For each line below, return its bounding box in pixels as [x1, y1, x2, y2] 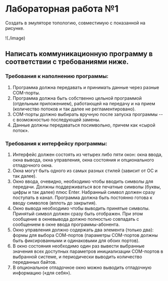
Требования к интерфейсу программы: [5, 140, 107, 147]
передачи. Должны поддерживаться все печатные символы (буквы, [12, 183, 161, 190]
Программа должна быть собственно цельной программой [12, 95, 142, 101]
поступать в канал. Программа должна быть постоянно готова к [12, 194, 153, 200]
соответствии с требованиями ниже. [5, 58, 129, 66]
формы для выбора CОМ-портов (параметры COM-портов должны [12, 232, 158, 238]
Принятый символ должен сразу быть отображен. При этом [12, 211, 143, 217]
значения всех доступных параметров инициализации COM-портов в [12, 248, 163, 254]
